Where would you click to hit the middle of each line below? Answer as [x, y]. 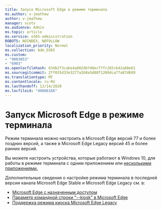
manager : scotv [20, 23]
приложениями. [21, 168]
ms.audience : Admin [25, 28]
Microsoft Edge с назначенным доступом [55, 193]
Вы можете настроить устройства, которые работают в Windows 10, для [80, 158]
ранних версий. [21, 149]
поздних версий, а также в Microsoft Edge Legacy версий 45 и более [76, 144]
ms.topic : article [24, 32]
